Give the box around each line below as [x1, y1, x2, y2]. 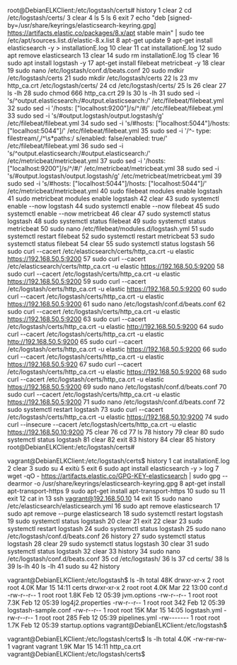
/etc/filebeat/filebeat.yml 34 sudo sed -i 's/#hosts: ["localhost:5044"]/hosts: [7, 119, 230, 127]
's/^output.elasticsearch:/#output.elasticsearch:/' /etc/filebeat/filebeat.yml [7, 96, 224, 105]
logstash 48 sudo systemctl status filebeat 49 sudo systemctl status [7, 217, 207, 225]
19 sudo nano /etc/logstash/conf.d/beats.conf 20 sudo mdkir [7, 67, 185, 74]
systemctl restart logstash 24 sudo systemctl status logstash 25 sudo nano [7, 525, 226, 532]
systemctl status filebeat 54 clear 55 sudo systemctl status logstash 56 [7, 240, 215, 247]
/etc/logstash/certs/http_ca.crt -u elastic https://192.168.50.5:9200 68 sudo [7, 368, 227, 376]
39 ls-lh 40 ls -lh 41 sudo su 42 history [7, 562, 120, 570]
